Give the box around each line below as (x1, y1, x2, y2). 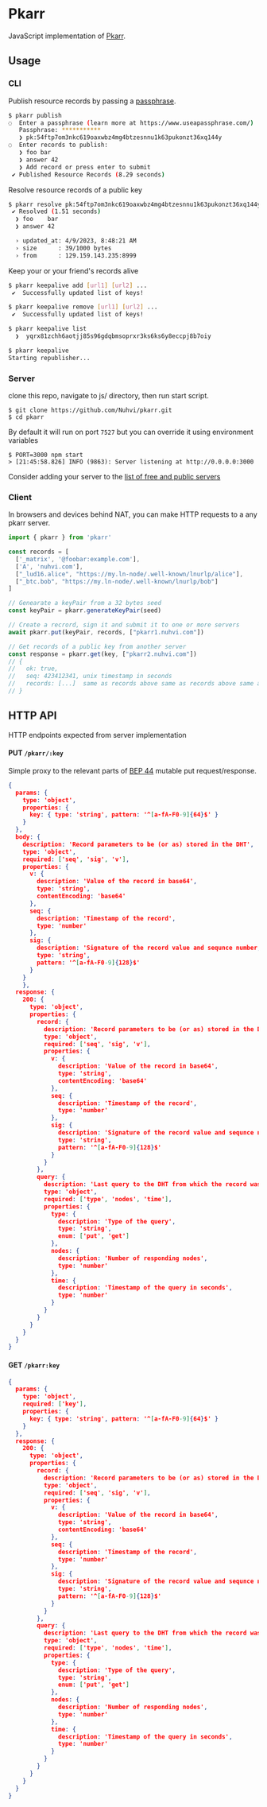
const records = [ (8, 548, 69, 556)
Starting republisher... (8, 354, 91, 362)
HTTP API (8, 709, 57, 723)
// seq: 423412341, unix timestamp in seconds (8, 673, 172, 681)
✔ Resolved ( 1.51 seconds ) (11, 207, 102, 215)
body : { (15, 833, 41, 841)
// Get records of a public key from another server (8, 642, 187, 650)
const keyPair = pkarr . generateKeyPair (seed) (8, 607, 161, 615)
